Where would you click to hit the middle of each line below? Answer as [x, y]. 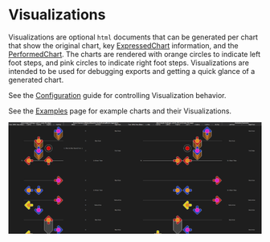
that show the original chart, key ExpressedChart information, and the [123, 45]
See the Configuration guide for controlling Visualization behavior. [117, 95]
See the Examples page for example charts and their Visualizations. [120, 111]
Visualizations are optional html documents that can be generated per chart [133, 37]
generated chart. [36, 80]
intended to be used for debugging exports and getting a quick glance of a [132, 71]
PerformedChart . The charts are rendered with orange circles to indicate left [135, 54]
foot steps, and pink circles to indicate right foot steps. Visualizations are [129, 63]
